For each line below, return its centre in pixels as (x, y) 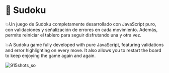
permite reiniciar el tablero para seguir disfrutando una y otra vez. (73, 35)
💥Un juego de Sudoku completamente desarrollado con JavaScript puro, (81, 24)
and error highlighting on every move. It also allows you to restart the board (83, 50)
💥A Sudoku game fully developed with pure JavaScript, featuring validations (84, 44)
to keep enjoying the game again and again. (51, 55)
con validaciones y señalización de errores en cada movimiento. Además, (81, 29)
